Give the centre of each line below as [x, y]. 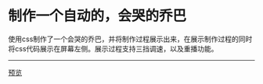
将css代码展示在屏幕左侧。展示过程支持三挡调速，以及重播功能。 [113, 48]
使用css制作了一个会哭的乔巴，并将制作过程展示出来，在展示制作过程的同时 [130, 39]
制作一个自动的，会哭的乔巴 [97, 16]
